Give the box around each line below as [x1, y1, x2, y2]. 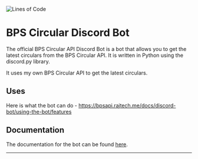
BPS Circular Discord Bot [6, 26, 130, 39]
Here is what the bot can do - [6, 102, 78, 109]
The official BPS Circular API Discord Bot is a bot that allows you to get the [6, 45, 187, 52]
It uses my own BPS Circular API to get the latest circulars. [6, 69, 148, 76]
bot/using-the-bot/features [6, 108, 72, 115]
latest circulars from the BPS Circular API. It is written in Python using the [6, 52, 184, 59]
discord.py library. [6, 57, 50, 65]
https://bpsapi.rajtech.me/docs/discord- [78, 102, 176, 109]
